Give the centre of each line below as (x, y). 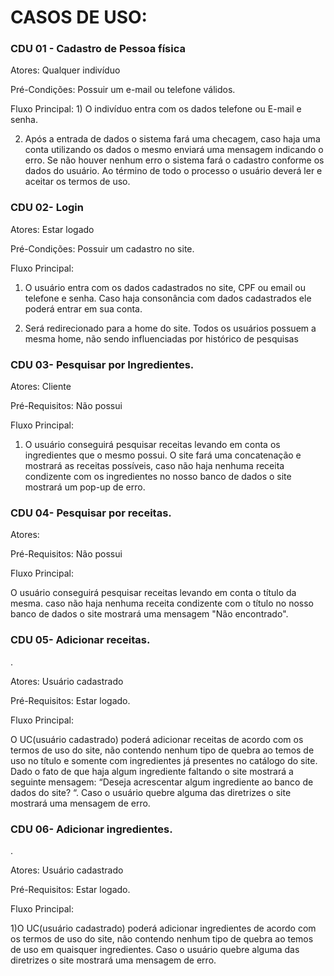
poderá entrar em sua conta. (83, 308)
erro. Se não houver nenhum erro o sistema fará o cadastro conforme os (174, 160)
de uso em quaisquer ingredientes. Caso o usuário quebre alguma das (155, 949)
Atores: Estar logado (52, 229)
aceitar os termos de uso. (77, 182)
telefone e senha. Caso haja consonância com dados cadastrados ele (168, 298)
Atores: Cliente (41, 387)
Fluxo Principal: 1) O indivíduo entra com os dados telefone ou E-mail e (156, 109)
